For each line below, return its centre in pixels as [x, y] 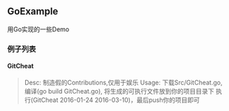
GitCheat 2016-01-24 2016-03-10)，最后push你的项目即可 [116, 100]
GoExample [33, 12]
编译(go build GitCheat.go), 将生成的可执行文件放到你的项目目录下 [119, 91]
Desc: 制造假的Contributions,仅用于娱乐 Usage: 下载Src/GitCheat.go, [123, 82]
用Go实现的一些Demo [38, 29]
